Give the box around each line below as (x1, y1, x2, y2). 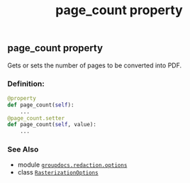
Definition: (7, 79, 45, 89)
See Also (7, 145, 39, 155)
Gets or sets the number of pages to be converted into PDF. (7, 61, 182, 70)
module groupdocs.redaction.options (17, 160, 128, 169)
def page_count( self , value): (7, 121, 97, 128)
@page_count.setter (7, 114, 65, 122)
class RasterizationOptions (17, 168, 99, 177)
